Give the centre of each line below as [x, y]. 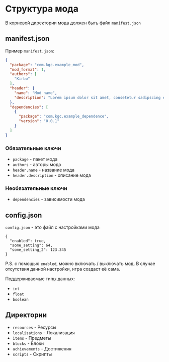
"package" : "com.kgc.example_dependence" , [64, 117]
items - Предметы [32, 338]
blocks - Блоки [28, 343]
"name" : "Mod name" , [36, 93]
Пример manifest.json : [30, 50]
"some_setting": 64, [31, 245]
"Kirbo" [22, 79]
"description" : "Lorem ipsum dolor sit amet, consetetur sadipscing [88, 97]
